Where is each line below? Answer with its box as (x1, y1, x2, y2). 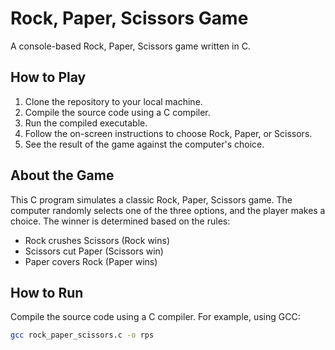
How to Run (10, 284, 84, 301)
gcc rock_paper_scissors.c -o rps (10, 330, 155, 341)
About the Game (10, 167, 115, 184)
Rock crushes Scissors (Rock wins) (24, 234, 171, 246)
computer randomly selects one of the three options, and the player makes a (10, 204, 326, 216)
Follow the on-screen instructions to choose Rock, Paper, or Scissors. (24, 127, 313, 139)
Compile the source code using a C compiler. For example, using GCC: (10, 311, 301, 323)
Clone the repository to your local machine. (24, 95, 203, 107)
